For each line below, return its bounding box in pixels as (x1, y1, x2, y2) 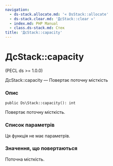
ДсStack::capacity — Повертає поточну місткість (5, 77, 108, 83)
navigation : (5, 7, 29, 12)
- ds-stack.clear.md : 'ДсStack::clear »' (9, 16, 96, 21)
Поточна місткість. (5, 156, 45, 162)
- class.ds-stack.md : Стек (9, 26, 65, 31)
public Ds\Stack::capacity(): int (5, 100, 76, 106)
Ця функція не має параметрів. (5, 133, 70, 138)
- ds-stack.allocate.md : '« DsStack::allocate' (9, 12, 109, 17)
